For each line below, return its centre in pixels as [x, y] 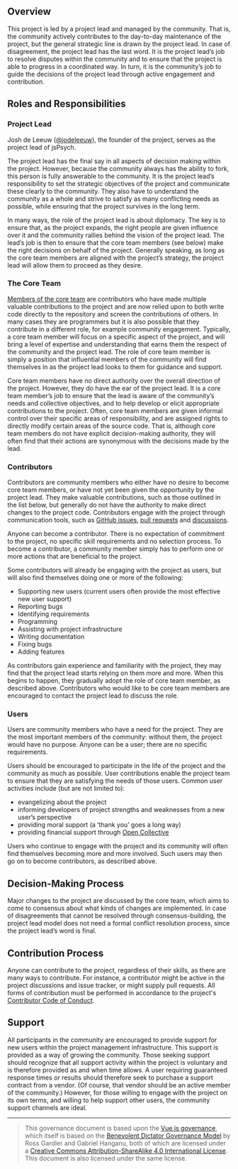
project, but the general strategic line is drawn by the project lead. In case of [119, 44]
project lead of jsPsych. [42, 147]
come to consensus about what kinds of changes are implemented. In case [117, 909]
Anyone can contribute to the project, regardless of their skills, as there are [117, 970]
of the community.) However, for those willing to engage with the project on [118, 1092]
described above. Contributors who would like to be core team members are [119, 688]
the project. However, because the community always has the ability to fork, [118, 168]
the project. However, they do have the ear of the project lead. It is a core [114, 388]
